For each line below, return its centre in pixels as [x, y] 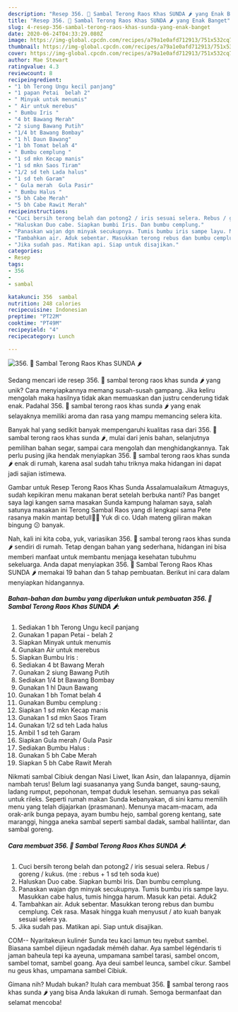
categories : [25, 251]
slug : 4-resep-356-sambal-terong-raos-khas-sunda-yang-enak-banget [109, 27]
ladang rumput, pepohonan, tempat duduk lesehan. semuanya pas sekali [114, 792]
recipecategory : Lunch [41, 336]
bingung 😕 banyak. [37, 524]
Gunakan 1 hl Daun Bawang [58, 687]
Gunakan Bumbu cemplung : [60, 702]
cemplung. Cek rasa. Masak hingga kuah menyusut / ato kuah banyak [120, 911]
